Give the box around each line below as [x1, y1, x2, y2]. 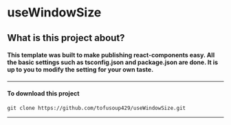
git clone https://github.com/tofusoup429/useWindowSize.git [7, 105, 186, 111]
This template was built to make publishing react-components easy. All [7, 51, 215, 59]
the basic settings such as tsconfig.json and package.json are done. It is [7, 58, 219, 66]
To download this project [7, 89, 80, 98]
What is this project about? [7, 32, 125, 44]
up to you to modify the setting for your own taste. [7, 66, 154, 74]
